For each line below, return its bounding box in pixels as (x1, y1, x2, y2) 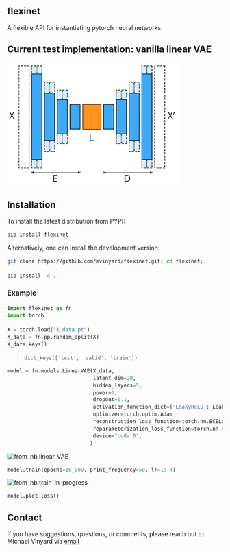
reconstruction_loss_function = (92, 418, 183, 425)
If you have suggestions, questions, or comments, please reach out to (7, 530, 204, 538)
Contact (7, 512, 42, 523)
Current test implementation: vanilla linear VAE (7, 44, 212, 56)
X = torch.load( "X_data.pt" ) (7, 326, 90, 333)
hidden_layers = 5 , (92, 382, 142, 389)
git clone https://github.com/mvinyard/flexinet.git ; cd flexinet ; (7, 257, 204, 265)
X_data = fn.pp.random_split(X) (7, 334, 99, 341)
